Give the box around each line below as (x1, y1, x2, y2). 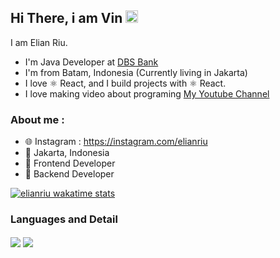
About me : (10, 112, 65, 126)
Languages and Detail (10, 212, 118, 226)
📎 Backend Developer (24, 168, 115, 180)
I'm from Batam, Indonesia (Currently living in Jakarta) (24, 66, 248, 78)
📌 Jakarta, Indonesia (24, 147, 110, 159)
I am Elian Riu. (10, 36, 68, 48)
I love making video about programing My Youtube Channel (24, 87, 270, 100)
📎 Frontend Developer (24, 157, 116, 170)
